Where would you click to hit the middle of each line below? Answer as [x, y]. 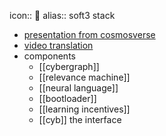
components [49, 56]
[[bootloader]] [67, 98]
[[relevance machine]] [84, 77]
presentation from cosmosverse [89, 34]
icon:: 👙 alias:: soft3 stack [62, 15]
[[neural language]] [78, 88]
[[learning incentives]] [84, 109]
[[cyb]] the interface [80, 119]
